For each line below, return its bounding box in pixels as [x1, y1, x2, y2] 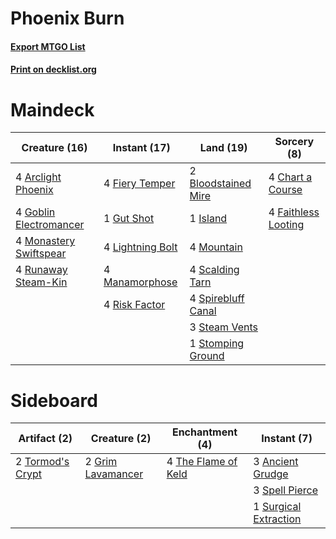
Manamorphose [103, 275, 178, 289]
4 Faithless [268, 205, 320, 219]
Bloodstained [189, 177, 252, 191]
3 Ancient [253, 455, 299, 469]
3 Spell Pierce [253, 483, 319, 497]
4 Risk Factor [103, 298, 166, 312]
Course [268, 183, 303, 197]
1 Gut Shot [103, 212, 155, 226]
